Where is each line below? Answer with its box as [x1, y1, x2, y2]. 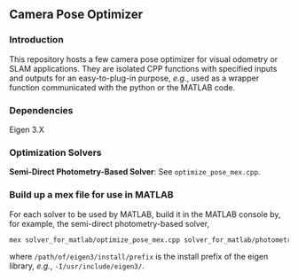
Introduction [9, 34, 64, 46]
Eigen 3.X [9, 124, 44, 135]
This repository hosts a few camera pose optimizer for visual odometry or [9, 53, 278, 65]
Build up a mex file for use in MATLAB [9, 189, 175, 201]
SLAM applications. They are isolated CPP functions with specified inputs [9, 63, 278, 74]
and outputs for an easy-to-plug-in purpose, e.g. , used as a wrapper [9, 73, 260, 83]
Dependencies [9, 104, 74, 116]
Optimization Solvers [9, 146, 102, 159]
